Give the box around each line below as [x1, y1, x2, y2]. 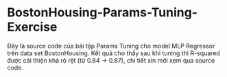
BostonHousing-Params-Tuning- [7, 5, 198, 20]
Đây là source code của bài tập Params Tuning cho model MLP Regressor [7, 42, 215, 50]
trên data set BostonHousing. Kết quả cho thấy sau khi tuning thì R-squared [7, 49, 221, 57]
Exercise [7, 19, 58, 35]
